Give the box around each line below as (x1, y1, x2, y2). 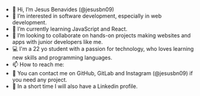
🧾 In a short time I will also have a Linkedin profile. (12, 83, 138, 90)
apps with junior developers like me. (12, 39, 103, 45)
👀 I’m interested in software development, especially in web (12, 12, 162, 20)
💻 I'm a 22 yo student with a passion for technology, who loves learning (12, 45, 194, 52)
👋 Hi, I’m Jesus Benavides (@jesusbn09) (12, 6, 115, 13)
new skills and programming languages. (12, 54, 113, 61)
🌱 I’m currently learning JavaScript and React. (12, 25, 128, 32)
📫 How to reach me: (12, 61, 65, 68)
